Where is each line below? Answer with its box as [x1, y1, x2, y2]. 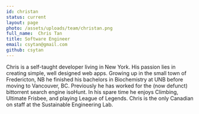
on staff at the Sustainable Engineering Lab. [6, 101, 113, 108]
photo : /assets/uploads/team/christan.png [6, 25, 113, 31]
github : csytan [6, 47, 44, 53]
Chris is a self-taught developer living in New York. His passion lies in [6, 63, 176, 70]
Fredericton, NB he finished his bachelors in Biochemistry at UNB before [6, 76, 184, 83]
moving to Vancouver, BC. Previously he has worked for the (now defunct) [6, 82, 188, 89]
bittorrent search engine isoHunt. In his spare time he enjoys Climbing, [6, 88, 179, 95]
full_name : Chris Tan [6, 31, 62, 37]
